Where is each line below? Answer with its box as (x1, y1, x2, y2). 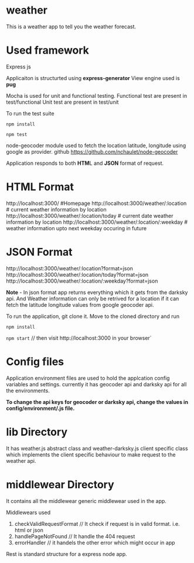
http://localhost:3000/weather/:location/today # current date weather (6, 212, 173, 219)
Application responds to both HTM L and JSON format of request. (6, 160, 164, 167)
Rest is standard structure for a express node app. (6, 550, 127, 557)
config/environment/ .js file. (6, 405, 75, 412)
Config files (6, 355, 64, 368)
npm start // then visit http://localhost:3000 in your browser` (6, 334, 152, 342)
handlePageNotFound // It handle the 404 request (14, 532, 135, 539)
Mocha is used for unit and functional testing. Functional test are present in (6, 92, 188, 99)
